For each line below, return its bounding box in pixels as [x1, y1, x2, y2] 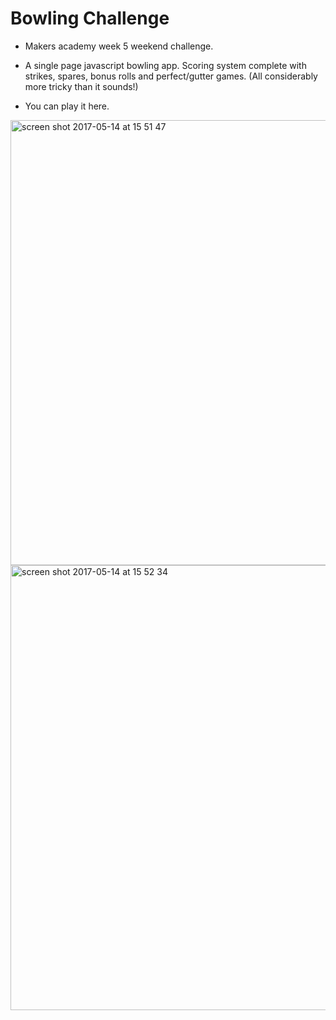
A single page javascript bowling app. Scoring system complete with [24, 59, 307, 71]
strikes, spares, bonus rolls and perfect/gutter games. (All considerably [24, 70, 318, 82]
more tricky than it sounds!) [24, 80, 139, 92]
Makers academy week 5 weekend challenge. [24, 40, 214, 52]
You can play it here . [24, 100, 110, 112]
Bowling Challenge [10, 7, 170, 30]
